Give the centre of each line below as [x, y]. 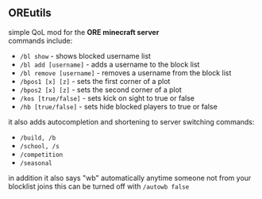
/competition [41, 155]
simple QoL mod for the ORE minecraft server [84, 32]
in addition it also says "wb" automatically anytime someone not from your [130, 178]
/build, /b [38, 138]
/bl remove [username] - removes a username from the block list [125, 73]
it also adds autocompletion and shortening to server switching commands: [131, 121]
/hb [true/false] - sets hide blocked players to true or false [119, 106]
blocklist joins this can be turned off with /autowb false [99, 186]
